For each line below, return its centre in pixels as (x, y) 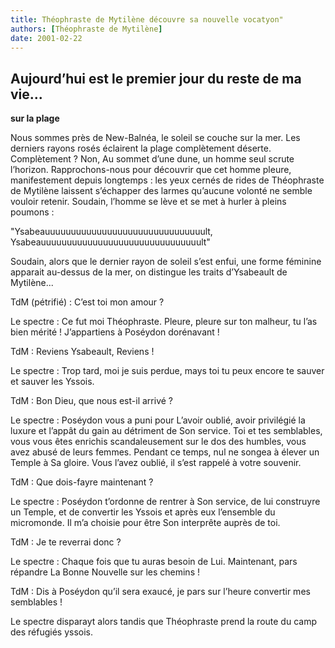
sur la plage (35, 118)
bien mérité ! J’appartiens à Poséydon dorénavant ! (115, 332)
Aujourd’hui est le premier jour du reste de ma (156, 78)
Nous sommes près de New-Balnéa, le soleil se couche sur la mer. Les (155, 138)
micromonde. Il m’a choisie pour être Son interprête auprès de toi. (145, 523)
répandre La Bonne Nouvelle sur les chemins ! (105, 572)
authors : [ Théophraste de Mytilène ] (86, 29)
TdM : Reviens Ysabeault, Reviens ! (82, 352)
